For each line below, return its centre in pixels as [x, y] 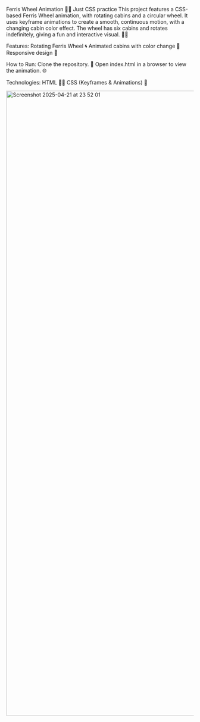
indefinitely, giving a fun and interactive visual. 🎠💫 [67, 35]
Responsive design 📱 [32, 53]
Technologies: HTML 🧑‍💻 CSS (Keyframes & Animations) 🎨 [77, 82]
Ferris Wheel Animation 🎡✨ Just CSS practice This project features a [90, 9]
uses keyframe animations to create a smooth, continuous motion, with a [95, 22]
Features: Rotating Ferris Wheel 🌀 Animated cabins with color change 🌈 [93, 46]
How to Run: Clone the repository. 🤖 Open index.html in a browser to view [96, 64]
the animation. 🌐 [26, 71]
